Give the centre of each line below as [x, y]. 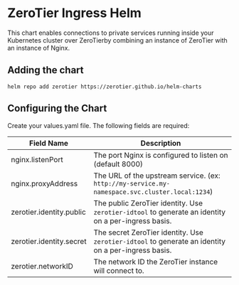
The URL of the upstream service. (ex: [157, 176]
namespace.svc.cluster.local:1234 [152, 192]
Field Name [49, 143]
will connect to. [119, 270]
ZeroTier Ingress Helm [75, 13]
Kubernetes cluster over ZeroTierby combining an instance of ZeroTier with [117, 40]
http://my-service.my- [132, 183]
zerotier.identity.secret [49, 241]
